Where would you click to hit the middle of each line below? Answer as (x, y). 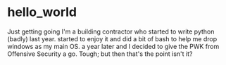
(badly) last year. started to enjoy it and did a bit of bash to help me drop (112, 38)
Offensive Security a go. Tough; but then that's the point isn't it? (100, 54)
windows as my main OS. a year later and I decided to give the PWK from (113, 46)
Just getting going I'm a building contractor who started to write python (111, 31)
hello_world (42, 12)
